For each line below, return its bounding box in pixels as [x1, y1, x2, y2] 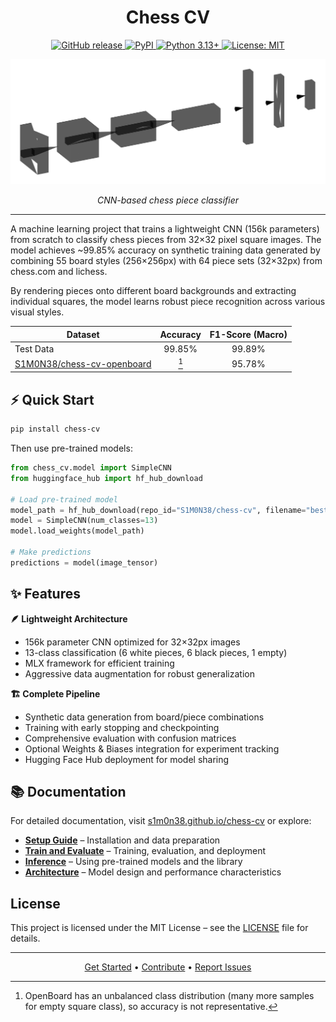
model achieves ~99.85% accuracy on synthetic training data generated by [10, 244, 321, 256]
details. [10, 932, 41, 945]
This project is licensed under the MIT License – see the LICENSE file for [10, 922, 309, 934]
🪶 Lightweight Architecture [10, 612, 128, 625]
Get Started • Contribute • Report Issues [84, 961, 252, 973]
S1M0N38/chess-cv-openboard [14, 357, 152, 370]
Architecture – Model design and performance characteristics [24, 866, 282, 878]
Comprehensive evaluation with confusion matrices [24, 732, 237, 744]
